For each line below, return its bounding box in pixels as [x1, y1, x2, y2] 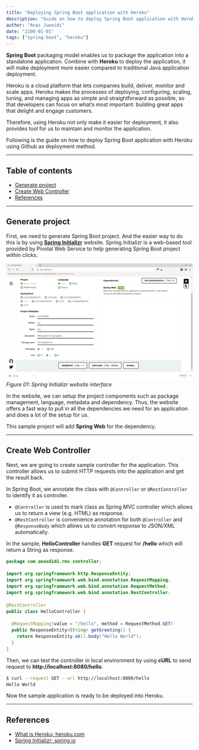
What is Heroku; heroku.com [14, 730, 85, 738]
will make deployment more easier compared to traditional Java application [6, 64, 190, 71]
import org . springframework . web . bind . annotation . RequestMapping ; [6, 577, 171, 583]
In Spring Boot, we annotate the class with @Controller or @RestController [6, 485, 188, 492]
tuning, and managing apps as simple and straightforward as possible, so [6, 95, 185, 102]
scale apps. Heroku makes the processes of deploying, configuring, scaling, [6, 88, 192, 96]
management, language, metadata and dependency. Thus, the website [6, 398, 179, 406]
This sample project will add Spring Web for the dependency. [6, 422, 156, 430]
